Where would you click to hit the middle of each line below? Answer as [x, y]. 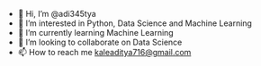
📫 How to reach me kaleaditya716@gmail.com [104, 52]
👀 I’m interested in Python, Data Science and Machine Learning [135, 23]
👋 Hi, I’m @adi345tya [57, 14]
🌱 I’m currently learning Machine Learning [95, 33]
